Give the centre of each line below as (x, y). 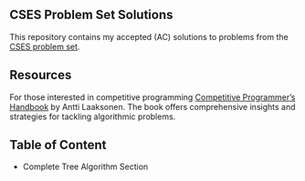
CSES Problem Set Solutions (91, 15)
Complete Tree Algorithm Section (85, 166)
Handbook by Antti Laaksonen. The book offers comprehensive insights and (152, 106)
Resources (41, 75)
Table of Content (58, 145)
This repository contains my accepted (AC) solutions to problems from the (149, 36)
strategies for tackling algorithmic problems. (93, 116)
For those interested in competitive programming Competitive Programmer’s (152, 97)
